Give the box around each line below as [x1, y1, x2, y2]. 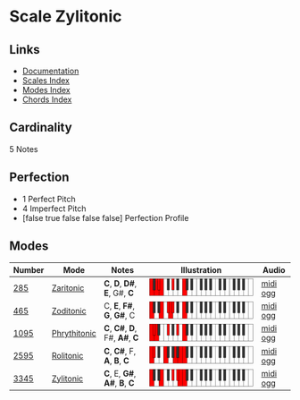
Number [12, 264, 45, 275]
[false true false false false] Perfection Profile [21, 212, 189, 223]
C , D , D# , [104, 277, 137, 288]
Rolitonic [52, 351, 84, 362]
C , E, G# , [104, 369, 137, 379]
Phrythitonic [52, 328, 96, 338]
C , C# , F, [104, 345, 137, 356]
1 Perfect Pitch [21, 193, 76, 204]
